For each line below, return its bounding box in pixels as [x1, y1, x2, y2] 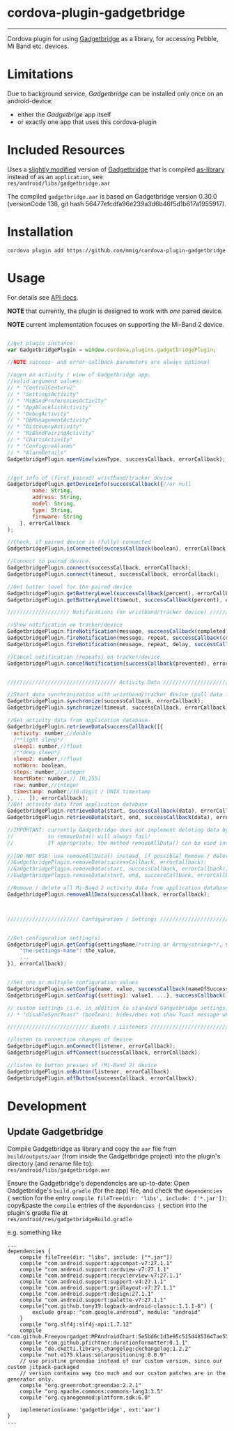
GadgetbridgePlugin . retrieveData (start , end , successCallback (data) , [7, 814, 214, 821]
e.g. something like [7, 1228, 62, 1237]
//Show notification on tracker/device [7, 622, 123, 629]
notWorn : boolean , [13, 762, 68, 770]
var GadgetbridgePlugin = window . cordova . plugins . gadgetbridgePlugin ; [7, 346, 217, 353]
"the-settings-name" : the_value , [19, 947, 117, 954]
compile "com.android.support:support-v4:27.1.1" [19, 1278, 167, 1285]
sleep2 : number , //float [13, 756, 82, 763]
